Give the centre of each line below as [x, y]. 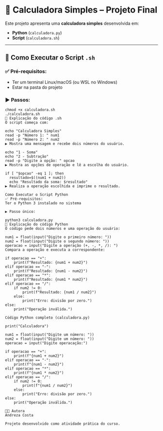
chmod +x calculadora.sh [30, 110]
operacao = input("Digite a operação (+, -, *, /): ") [62, 245]
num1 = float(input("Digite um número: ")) [50, 335]
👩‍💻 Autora [15, 411]
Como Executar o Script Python [37, 194]
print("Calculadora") [27, 326]
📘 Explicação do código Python [37, 224]
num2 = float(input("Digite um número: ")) [50, 339]
